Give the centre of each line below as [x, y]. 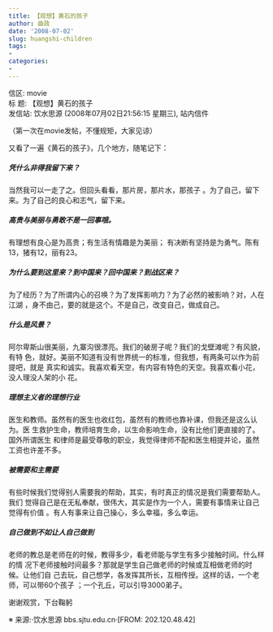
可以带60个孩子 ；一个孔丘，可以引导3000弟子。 [104, 585]
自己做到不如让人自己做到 [51, 532]
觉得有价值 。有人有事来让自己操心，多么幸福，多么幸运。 [106, 512]
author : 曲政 [29, 24]
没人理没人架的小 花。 [45, 377]
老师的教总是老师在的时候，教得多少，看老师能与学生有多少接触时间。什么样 [136, 554]
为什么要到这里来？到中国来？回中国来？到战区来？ [94, 272]
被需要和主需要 [33, 470]
